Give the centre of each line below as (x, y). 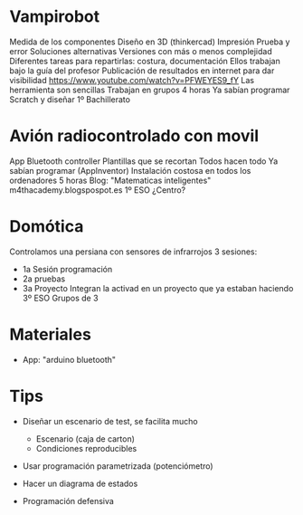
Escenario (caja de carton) (85, 439)
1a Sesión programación (67, 269)
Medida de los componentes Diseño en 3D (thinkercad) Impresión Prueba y (150, 42)
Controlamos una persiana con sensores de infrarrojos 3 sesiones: (133, 252)
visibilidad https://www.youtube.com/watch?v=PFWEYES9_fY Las (132, 80)
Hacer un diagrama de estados (80, 483)
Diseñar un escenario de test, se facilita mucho (110, 421)
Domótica (47, 227)
